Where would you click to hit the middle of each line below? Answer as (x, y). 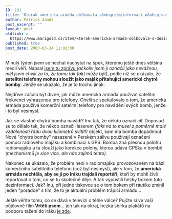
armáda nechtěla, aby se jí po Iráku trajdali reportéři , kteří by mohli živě (82, 174)
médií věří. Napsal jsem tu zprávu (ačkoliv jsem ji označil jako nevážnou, (82, 68)
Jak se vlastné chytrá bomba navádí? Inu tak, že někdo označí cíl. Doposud (85, 120)
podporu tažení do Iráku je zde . (38, 211)
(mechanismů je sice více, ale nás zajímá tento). (56, 153)
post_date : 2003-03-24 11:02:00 (40, 48)
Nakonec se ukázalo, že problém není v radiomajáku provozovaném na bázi (85, 163)
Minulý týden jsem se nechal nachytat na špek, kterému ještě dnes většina (84, 62)
